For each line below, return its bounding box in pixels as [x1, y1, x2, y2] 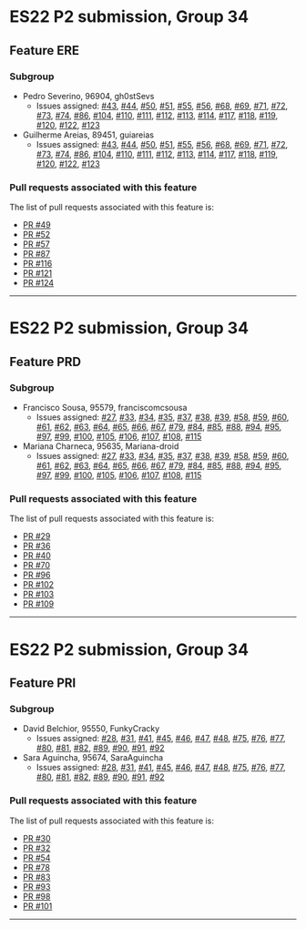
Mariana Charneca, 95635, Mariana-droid [22, 441, 179, 452]
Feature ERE [9, 43, 80, 58]
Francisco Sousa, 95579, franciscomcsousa [22, 403, 188, 413]
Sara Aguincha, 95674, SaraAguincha [22, 752, 164, 763]
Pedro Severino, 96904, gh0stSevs [22, 90, 155, 101]
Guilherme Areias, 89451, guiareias [22, 129, 155, 140]
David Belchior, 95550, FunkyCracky [22, 723, 160, 734]
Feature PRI [9, 675, 76, 690]
